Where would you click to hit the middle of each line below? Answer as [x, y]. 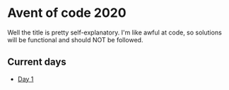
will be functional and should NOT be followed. [75, 39]
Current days [37, 62]
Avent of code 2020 [67, 13]
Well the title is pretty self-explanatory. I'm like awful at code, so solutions [115, 32]
